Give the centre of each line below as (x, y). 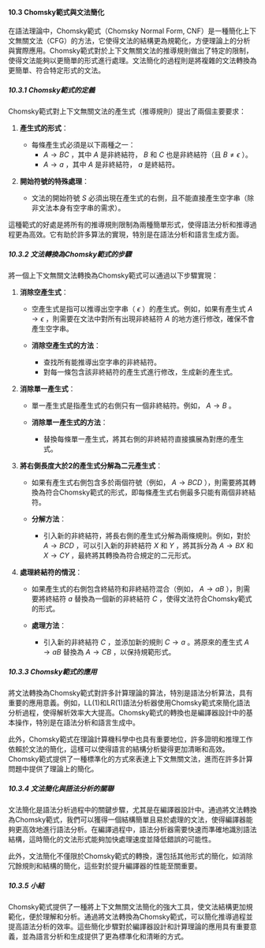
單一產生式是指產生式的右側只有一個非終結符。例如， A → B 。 (134, 405)
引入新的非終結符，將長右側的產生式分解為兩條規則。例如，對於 (147, 536)
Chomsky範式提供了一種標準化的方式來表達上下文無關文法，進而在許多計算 (131, 759)
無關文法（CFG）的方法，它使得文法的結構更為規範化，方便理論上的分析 (132, 41)
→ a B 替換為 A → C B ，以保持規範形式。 (109, 652)
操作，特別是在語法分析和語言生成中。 (77, 722)
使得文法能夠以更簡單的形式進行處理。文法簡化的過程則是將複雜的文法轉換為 (132, 61)
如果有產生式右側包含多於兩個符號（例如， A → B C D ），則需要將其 (140, 483)
